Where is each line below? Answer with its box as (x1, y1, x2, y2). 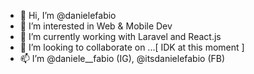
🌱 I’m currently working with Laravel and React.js (19, 31, 222, 42)
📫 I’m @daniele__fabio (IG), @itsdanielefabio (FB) (19, 53, 226, 64)
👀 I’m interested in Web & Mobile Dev (19, 20, 173, 32)
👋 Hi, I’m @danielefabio (19, 10, 117, 21)
